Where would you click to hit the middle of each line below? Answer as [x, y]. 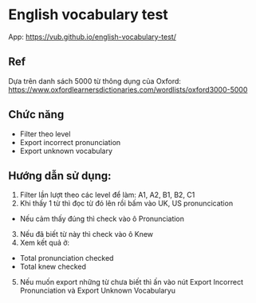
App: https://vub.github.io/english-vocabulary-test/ [93, 37]
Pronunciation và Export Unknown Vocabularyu [97, 291]
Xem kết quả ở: [45, 243]
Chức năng [36, 114]
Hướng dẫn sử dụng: [60, 176]
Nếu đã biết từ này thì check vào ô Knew [87, 234]
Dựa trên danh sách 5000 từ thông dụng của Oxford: [95, 81]
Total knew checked [53, 267]
